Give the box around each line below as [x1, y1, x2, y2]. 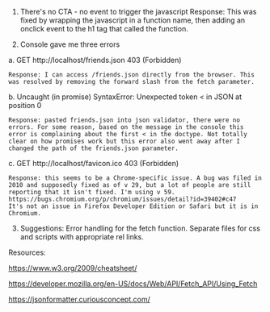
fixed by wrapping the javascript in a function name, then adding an [19, 15, 246, 25]
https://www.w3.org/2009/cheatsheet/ [8, 264, 137, 272]
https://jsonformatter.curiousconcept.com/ [8, 294, 151, 304]
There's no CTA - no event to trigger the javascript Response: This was [19, 7, 257, 16]
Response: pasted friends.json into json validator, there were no [8, 116, 241, 124]
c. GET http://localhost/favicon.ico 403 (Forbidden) [8, 159, 179, 168]
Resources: [8, 248, 46, 257]
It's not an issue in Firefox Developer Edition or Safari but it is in [8, 202, 259, 210]
